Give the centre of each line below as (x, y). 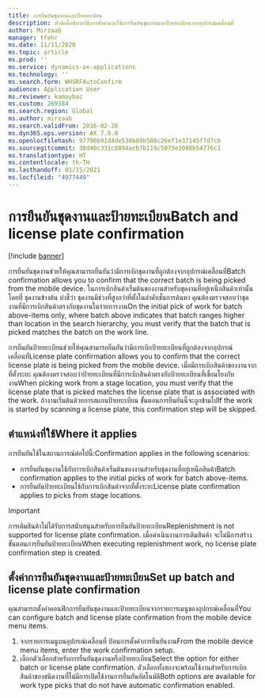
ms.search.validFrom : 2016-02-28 (63, 126)
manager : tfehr (33, 38)
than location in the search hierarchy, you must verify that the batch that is (129, 323)
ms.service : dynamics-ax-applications (72, 67)
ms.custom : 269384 (38, 104)
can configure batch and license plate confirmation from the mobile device (130, 617)
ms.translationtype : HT (47, 155)
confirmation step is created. (55, 552)
